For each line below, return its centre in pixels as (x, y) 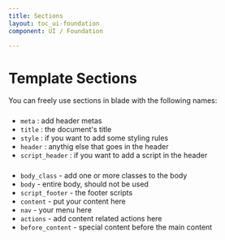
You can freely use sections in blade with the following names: (113, 101)
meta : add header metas (61, 121)
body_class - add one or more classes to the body (104, 176)
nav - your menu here (56, 210)
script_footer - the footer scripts (76, 193)
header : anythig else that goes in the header (94, 147)
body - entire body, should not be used (84, 184)
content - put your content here (73, 201)
